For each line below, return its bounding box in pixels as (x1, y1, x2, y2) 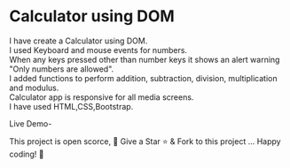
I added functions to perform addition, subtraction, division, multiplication (9, 73, 278, 83)
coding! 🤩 (9, 149, 44, 159)
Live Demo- (9, 118, 52, 129)
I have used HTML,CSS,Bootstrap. (9, 101, 134, 111)
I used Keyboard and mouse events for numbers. (9, 44, 188, 55)
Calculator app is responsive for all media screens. (9, 91, 194, 103)
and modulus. (9, 82, 59, 93)
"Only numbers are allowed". (9, 64, 114, 74)
